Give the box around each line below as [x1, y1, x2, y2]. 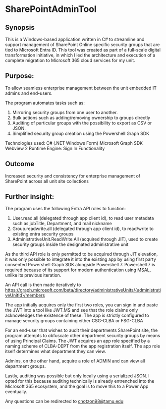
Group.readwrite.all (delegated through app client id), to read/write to [12, 226, 154, 232]
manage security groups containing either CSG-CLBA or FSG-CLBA [5, 318, 143, 324]
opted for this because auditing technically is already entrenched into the [5, 378, 155, 384]
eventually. [5, 389, 27, 395]
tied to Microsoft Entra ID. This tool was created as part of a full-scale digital [5, 47, 161, 53]
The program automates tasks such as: [5, 100, 85, 106]
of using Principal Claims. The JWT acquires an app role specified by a [5, 338, 150, 344]
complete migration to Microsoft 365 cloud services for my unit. [5, 58, 135, 63]
